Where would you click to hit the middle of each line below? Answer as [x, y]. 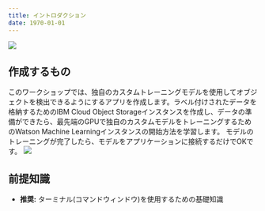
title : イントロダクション [47, 15]
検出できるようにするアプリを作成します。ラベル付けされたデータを [146, 102]
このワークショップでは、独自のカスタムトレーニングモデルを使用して [123, 92]
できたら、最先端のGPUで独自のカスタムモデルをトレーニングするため [136, 122]
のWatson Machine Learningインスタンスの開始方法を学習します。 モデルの [131, 132]
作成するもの [40, 72]
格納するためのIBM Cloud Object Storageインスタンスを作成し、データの [127, 112]
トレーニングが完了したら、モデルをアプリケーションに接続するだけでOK [127, 141]
